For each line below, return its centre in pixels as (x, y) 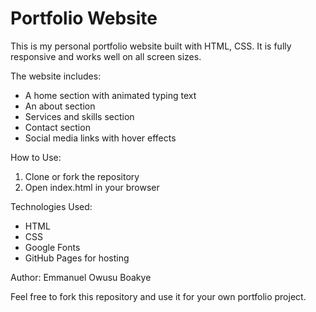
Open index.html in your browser (92, 187)
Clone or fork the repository (82, 176)
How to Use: (36, 157)
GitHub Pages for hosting (77, 258)
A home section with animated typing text (110, 95)
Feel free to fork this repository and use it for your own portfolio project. (158, 296)
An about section (60, 106)
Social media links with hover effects (100, 138)
